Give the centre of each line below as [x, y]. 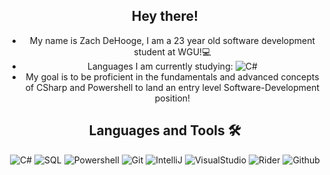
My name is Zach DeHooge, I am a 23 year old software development [172, 40]
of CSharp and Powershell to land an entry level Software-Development [172, 87]
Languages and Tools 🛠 [165, 130]
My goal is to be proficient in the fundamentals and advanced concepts [172, 76]
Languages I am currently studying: [160, 66]
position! [172, 98]
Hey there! [165, 16]
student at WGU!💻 [172, 51]
